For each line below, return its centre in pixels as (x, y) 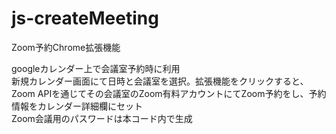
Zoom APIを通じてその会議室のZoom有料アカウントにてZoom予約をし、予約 (169, 93)
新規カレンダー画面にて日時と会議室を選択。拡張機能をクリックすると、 (160, 81)
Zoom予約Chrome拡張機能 (66, 47)
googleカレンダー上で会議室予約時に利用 (96, 68)
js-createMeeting (85, 18)
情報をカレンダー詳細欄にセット (77, 106)
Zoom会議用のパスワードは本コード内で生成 (102, 118)
